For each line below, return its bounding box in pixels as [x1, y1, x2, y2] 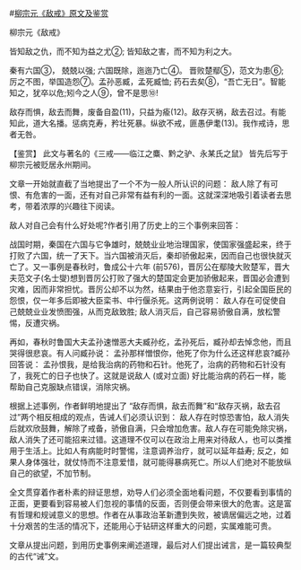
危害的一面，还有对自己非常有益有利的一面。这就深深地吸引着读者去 [32, 189, 284, 200]
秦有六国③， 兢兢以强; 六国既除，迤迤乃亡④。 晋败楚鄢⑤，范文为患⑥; [9, 66, 285, 75]
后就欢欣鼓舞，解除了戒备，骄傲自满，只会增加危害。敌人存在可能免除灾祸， [9, 423, 292, 434]
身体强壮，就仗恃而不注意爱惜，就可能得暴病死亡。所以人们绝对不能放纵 [24, 457, 292, 467]
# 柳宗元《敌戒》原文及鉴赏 [9, 8, 109, 18]
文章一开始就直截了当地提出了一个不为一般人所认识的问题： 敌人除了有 [9, 179, 271, 189]
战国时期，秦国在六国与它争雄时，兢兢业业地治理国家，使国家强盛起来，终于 [9, 239, 292, 250]
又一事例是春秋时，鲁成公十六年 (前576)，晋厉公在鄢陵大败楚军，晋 [32, 261, 282, 272]
